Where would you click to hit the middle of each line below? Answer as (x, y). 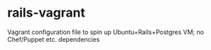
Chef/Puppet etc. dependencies (53, 39)
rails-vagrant (46, 13)
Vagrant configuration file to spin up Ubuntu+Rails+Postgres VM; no (105, 32)
